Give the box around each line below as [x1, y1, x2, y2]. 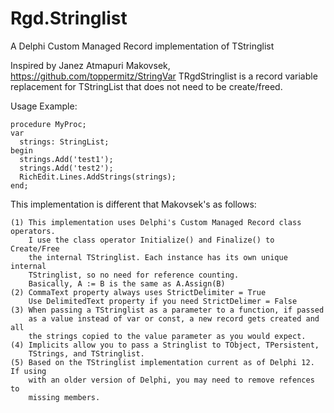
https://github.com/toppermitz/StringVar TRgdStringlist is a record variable [10, 70, 318, 82]
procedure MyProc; [10, 119, 87, 129]
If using [10, 366, 47, 376]
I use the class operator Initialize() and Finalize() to [28, 235, 275, 245]
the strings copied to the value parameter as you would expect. [28, 331, 307, 341]
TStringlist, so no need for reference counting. [28, 270, 240, 280]
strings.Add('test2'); [19, 163, 114, 173]
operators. [10, 226, 56, 236]
